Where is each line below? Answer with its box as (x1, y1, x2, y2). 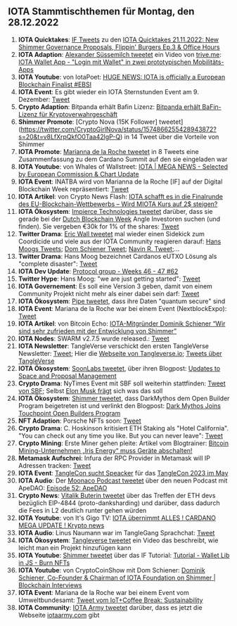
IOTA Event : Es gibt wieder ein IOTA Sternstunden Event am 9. (18, 87, 199, 96)
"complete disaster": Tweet (18, 260, 98, 268)
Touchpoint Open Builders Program (18, 409, 121, 417)
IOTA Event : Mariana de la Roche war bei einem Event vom (18, 588, 189, 596)
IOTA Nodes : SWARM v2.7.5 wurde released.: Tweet (18, 334, 169, 343)
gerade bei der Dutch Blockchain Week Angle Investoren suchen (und (18, 215, 221, 223)
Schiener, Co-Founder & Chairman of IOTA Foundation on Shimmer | (18, 573, 217, 582)
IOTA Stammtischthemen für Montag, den (8, 6, 195, 18)
